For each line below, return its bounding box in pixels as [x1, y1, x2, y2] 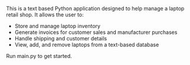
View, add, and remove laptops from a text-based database [14, 41, 159, 48]
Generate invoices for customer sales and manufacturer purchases [14, 29, 178, 36]
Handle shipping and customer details [14, 35, 107, 42]
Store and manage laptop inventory [14, 23, 101, 29]
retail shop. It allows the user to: [6, 11, 84, 18]
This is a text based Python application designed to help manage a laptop [6, 5, 185, 12]
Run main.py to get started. [6, 53, 73, 59]
